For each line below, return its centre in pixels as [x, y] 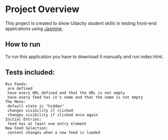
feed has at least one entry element [47, 124]
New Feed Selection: [27, 128]
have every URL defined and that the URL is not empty [66, 93]
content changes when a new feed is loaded [54, 132]
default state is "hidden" [36, 106]
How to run [23, 45]
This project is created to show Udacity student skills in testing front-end [81, 23]
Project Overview [42, 9]
